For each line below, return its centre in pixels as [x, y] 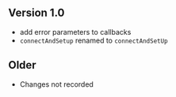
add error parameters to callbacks [75, 32]
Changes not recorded [56, 84]
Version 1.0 [36, 13]
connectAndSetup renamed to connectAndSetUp [94, 40]
